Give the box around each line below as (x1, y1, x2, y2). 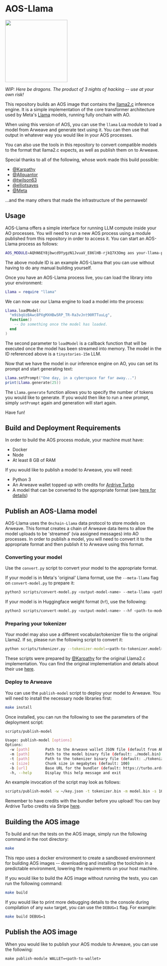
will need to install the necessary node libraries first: (5, 695, 112, 701)
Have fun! (5, 409, 25, 415)
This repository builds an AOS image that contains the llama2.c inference (5, 101, 155, 107)
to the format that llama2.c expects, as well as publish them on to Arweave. (5, 147, 159, 153)
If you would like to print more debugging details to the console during (5, 899, 149, 905)
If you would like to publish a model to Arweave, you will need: (5, 467, 133, 473)
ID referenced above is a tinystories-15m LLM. (5, 351, 101, 357)
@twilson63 (12, 177, 37, 183)
